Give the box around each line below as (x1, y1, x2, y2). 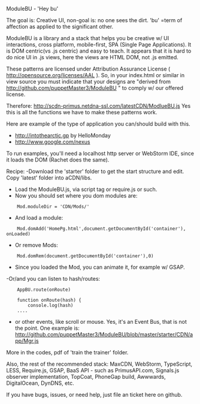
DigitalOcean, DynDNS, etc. (6, 379, 74, 387)
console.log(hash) (28, 302, 74, 308)
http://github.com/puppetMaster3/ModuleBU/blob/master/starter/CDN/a (14, 331, 193, 338)
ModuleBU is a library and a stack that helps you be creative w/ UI (6, 35, 169, 41)
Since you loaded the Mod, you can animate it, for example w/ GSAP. (14, 263, 185, 271)
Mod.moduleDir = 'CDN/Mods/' (17, 203, 90, 209)
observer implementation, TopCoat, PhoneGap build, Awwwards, (6, 373, 166, 380)
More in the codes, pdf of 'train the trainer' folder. (6, 349, 129, 356)
